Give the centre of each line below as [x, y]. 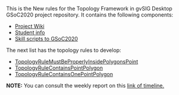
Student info [30, 32]
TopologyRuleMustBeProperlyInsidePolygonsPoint [76, 62]
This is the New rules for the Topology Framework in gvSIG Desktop [89, 9]
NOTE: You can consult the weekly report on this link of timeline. [85, 86]
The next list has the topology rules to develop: [64, 50]
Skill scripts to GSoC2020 [46, 39]
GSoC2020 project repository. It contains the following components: [90, 15]
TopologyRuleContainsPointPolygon [59, 68]
